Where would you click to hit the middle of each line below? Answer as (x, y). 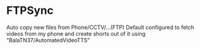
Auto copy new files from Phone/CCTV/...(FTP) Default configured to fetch (100, 27)
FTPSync (30, 11)
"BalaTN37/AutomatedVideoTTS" (48, 40)
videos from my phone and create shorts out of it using (76, 33)
